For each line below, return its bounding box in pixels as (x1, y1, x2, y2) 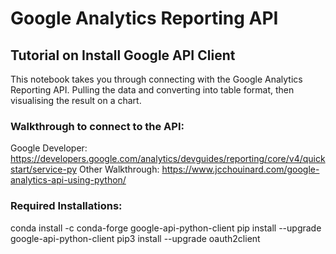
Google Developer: (10, 142, 88, 154)
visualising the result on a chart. (10, 95, 142, 106)
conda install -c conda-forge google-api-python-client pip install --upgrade (10, 222, 322, 234)
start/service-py (10, 163, 78, 176)
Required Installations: (10, 199, 123, 213)
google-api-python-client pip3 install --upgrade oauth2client (10, 232, 261, 244)
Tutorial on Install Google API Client (10, 47, 236, 64)
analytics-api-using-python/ (10, 174, 127, 186)
